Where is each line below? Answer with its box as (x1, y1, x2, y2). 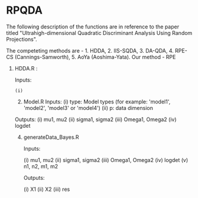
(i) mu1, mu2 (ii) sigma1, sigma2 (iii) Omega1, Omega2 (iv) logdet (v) (23, 156, 189, 163)
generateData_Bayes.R (23, 134, 79, 141)
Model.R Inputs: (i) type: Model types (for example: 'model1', (23, 98, 171, 105)
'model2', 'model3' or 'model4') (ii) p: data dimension (23, 104, 154, 111)
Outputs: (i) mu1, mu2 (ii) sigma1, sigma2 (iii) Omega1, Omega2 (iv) (14, 116, 177, 123)
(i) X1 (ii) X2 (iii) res (23, 186, 70, 193)
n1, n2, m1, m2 (23, 163, 58, 170)
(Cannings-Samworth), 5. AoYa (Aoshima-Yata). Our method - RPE (14, 53, 176, 60)
